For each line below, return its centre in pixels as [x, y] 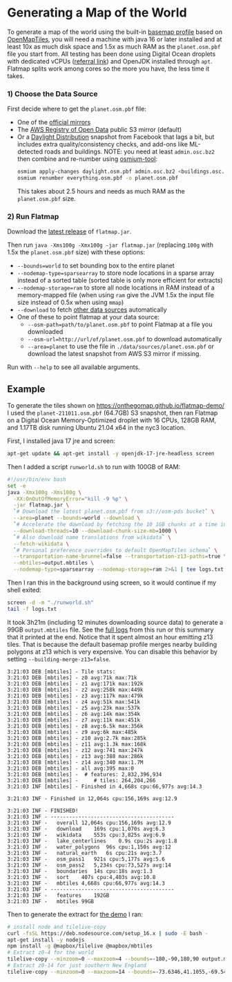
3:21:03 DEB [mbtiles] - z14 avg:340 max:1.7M [75, 762]
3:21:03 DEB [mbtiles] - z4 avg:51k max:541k [74, 702]
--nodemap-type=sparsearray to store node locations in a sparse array [116, 273]
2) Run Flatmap [33, 216]
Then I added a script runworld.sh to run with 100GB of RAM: [94, 466]
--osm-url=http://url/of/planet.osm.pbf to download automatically [125, 339]
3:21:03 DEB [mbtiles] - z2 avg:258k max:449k [75, 690]
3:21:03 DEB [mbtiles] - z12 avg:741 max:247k [75, 750]
